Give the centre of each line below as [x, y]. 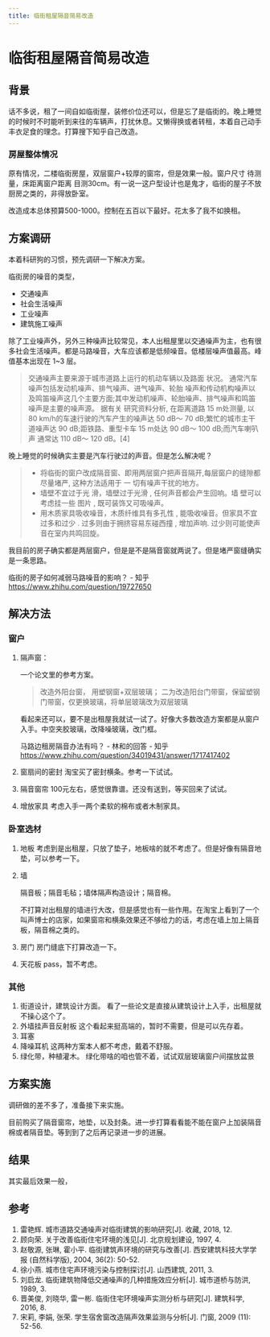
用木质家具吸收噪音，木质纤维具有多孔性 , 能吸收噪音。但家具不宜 [149, 513]
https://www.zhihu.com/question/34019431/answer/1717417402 [125, 755]
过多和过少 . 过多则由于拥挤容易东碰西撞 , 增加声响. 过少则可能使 [147, 523]
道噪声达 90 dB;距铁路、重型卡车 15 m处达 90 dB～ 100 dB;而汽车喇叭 [143, 428]
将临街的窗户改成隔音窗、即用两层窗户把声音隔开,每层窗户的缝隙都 [150, 473]
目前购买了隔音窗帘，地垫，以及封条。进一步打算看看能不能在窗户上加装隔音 [135, 1122]
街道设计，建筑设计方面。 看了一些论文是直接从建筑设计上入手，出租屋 [137, 1006]
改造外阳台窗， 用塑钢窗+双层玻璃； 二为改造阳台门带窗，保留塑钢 [150, 692]
